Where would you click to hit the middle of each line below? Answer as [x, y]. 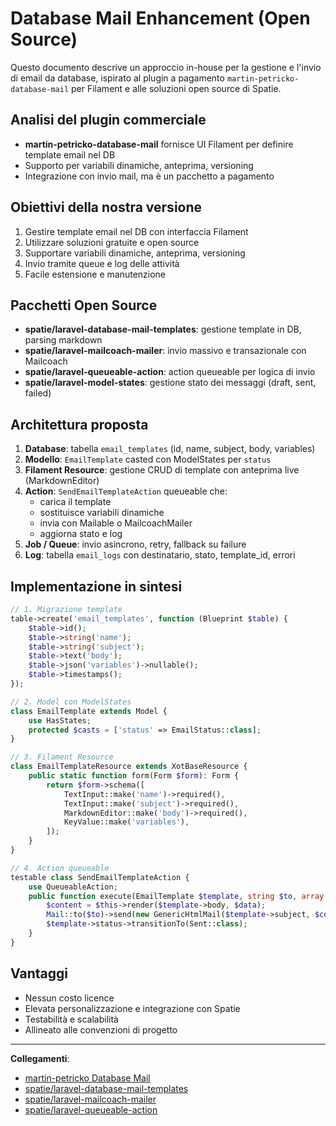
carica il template [75, 502]
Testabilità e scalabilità [71, 1019]
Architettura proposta [79, 424]
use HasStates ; [60, 720]
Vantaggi [39, 973]
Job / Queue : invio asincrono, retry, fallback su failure [135, 544]
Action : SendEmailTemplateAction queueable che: [126, 491]
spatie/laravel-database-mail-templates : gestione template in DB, [163, 329]
